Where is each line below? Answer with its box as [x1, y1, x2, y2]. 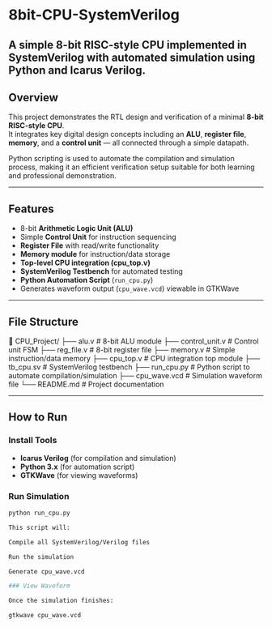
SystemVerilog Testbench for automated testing [19, 267, 184, 276]
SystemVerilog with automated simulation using [8, 50, 256, 64]
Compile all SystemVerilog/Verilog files [8, 538, 151, 546]
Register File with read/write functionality [19, 241, 159, 250]
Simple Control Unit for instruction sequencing [19, 232, 176, 242]
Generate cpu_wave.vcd [8, 567, 85, 576]
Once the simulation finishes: [8, 597, 114, 605]
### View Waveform [8, 582, 70, 591]
